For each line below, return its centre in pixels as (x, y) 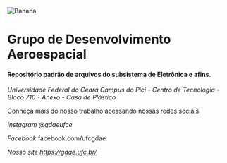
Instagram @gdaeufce (40, 125)
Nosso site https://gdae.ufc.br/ (52, 152)
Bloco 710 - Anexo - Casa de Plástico (62, 97)
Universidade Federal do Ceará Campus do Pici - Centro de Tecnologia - (114, 90)
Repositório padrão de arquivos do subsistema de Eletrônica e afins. (109, 74)
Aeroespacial (47, 55)
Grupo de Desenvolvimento (89, 40)
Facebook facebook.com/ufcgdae (57, 138)
